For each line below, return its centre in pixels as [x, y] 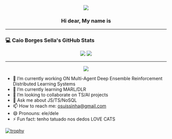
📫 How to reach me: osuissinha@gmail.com [59, 106]
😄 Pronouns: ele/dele [36, 113]
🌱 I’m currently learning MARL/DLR [49, 89]
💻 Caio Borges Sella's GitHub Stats [50, 40]
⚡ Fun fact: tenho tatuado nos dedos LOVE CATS [64, 119]
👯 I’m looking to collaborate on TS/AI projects [60, 95]
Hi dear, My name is [86, 20]
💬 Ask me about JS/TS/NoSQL [45, 100]
